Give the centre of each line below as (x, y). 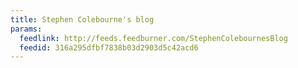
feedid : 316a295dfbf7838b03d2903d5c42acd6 (109, 47)
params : (26, 29)
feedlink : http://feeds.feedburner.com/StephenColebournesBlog (153, 38)
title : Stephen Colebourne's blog (82, 19)
